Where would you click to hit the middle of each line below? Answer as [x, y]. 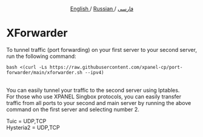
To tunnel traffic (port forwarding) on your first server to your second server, [101, 49]
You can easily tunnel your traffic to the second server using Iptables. [93, 90]
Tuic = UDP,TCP [26, 121]
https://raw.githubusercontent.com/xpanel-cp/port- [116, 67]
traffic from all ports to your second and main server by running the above [99, 103]
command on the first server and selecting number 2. [73, 109]
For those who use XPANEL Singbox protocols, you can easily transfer [94, 97]
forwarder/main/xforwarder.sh [45, 72]
